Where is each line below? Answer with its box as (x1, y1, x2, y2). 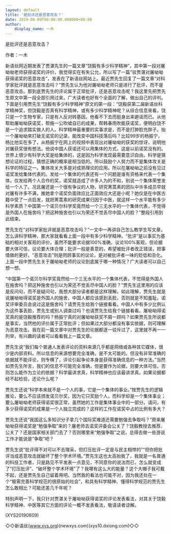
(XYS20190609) (5, 512, 39, 518)
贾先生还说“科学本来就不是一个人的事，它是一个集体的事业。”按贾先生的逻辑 (5, 387, 163, 393)
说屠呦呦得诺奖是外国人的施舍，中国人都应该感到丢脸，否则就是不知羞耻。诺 (5, 295, 166, 301)
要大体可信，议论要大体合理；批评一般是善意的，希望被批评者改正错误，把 (5, 246, 161, 252)
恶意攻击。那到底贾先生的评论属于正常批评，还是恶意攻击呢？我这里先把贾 (5, 88, 161, 94)
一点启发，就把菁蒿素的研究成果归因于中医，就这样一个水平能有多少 (22, 197, 166, 203)
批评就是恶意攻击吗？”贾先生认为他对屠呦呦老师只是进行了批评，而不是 (14, 82, 164, 88)
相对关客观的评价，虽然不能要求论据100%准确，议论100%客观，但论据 (14, 239, 163, 245)
